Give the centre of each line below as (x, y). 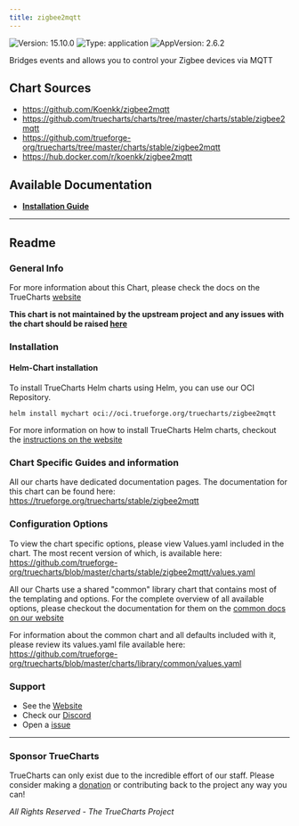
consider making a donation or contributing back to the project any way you (148, 785)
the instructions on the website (66, 440)
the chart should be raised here (68, 323)
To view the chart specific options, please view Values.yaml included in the (147, 544)
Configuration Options (59, 524)
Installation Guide (56, 207)
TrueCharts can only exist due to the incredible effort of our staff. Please (142, 775)
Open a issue (46, 724)
